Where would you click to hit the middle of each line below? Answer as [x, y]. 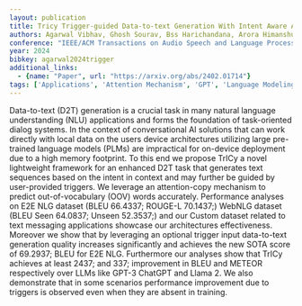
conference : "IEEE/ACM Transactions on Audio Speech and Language [136, 43]
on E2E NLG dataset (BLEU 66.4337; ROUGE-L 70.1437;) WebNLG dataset [146, 206]
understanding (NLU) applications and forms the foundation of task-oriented [151, 120]
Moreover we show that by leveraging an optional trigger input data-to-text [148, 234]
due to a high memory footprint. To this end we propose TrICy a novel [138, 157]
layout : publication [48, 18]
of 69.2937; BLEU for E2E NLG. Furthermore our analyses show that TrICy [146, 254]
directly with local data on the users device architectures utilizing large [140, 139]
